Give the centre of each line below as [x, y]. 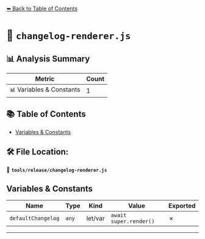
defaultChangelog [34, 219]
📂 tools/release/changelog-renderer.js [57, 169]
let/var [96, 218]
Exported [182, 206]
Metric [45, 79]
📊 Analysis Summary [48, 59]
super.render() [133, 222]
